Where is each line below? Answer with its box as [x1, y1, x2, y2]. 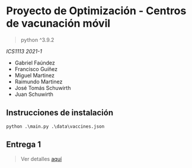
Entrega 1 [6, 140, 41, 150]
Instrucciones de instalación [6, 108, 114, 118]
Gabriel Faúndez [14, 59, 55, 66]
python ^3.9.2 [20, 36, 55, 43]
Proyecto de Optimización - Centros [6, 4, 187, 18]
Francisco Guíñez [14, 65, 58, 72]
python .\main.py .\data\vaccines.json [6, 123, 105, 130]
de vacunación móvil [6, 17, 111, 30]
